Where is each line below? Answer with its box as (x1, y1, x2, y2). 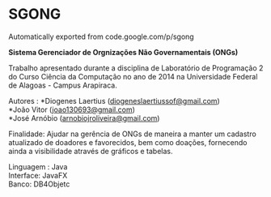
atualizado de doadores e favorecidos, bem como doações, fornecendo (8, 137, 248, 147)
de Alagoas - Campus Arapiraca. (8, 80, 117, 90)
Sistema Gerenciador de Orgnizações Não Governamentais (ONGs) (8, 47, 239, 57)
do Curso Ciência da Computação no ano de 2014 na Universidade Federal (8, 71, 258, 81)
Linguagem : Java (8, 161, 68, 171)
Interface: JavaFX (8, 170, 68, 180)
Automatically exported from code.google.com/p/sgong (8, 32, 194, 41)
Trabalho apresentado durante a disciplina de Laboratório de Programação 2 (8, 62, 264, 73)
